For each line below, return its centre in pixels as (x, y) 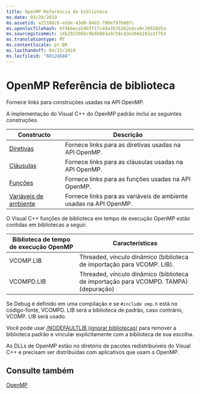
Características (135, 243)
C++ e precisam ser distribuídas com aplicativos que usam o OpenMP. (93, 352)
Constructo (34, 135)
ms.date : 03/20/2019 (32, 17)
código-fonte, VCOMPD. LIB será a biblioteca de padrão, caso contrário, (95, 310)
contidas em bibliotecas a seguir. (47, 225)
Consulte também (40, 370)
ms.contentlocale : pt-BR (37, 45)
